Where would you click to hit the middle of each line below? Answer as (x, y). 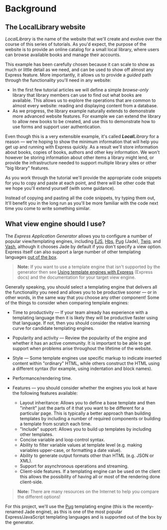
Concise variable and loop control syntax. (62, 440)
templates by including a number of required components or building (90, 418)
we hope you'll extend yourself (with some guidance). (60, 188)
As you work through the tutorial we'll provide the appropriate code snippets (83, 178)
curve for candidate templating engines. (53, 328)
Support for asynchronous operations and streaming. (74, 466)
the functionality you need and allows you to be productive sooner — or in (81, 292)
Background (31, 9)
